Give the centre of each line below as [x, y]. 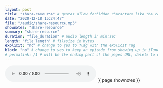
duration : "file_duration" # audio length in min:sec [61, 37]
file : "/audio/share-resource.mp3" [41, 23]
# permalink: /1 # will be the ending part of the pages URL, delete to [80, 54]
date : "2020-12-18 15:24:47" [34, 18]
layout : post [18, 9]
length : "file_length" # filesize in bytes [50, 41]
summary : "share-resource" [32, 32]
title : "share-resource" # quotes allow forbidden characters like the [79, 14]
